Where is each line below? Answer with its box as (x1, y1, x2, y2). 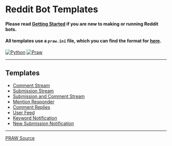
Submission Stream (12, 88, 54, 94)
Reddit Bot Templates (5, 4, 98, 15)
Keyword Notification (12, 115, 57, 121)
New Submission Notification (12, 120, 74, 126)
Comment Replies (12, 104, 50, 110)
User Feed (12, 109, 35, 115)
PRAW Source (5, 135, 35, 141)
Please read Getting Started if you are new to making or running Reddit (5, 20, 159, 27)
